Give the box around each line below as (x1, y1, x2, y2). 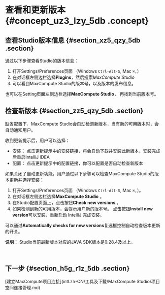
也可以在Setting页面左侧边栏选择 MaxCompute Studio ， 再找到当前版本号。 (5, 91, 159, 97)
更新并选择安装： (9, 177, 44, 183)
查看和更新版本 (5, 4, 66, 16)
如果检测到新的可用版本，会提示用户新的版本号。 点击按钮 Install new (12, 205, 153, 212)
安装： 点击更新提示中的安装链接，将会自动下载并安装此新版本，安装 (12, 148, 152, 154)
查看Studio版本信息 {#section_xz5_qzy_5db (5, 36, 140, 44)
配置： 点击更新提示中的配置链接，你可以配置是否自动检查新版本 (12, 160, 143, 166)
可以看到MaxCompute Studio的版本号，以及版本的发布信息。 (12, 81, 136, 86)
